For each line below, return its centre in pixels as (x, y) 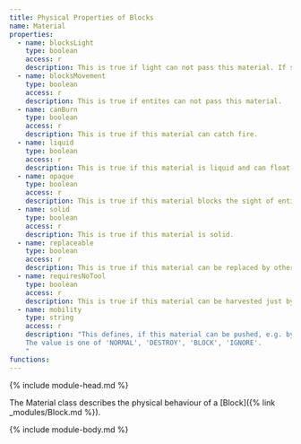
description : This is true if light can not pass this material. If (156, 68)
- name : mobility (50, 309)
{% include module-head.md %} (69, 385)
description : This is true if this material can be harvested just (154, 301)
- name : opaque (46, 176)
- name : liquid (46, 143)
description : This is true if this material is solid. (130, 234)
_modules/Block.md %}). (55, 412)
